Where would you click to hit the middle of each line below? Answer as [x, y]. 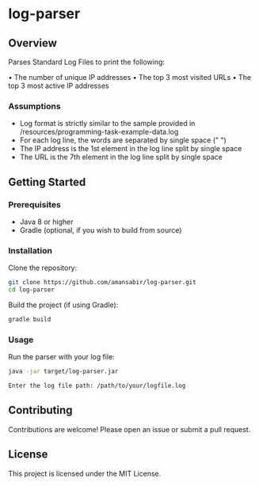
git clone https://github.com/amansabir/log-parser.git [102, 283]
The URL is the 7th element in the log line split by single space [121, 157]
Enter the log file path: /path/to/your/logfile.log [97, 386]
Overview [33, 43]
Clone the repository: [43, 268]
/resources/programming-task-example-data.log [99, 132]
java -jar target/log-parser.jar [63, 372]
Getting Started [47, 182]
